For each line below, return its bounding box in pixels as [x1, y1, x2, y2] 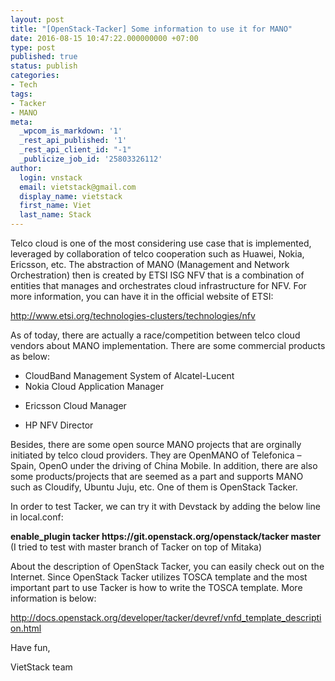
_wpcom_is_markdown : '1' [19, 126, 123, 136]
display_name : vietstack [19, 191, 123, 201]
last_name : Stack [19, 210, 92, 220]
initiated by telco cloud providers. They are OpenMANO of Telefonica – [10, 449, 302, 461]
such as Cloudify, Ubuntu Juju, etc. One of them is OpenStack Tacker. [10, 481, 298, 493]
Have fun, [10, 642, 51, 653]
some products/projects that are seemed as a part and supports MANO [10, 471, 304, 482]
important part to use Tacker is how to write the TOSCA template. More [10, 582, 303, 593]
